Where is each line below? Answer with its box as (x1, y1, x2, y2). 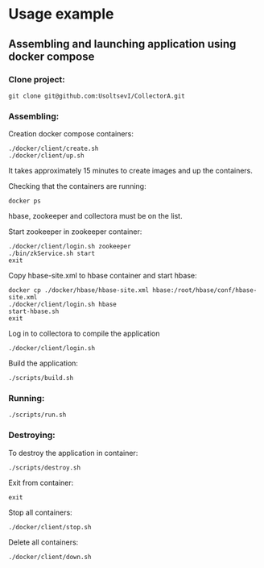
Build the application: (8, 358, 79, 368)
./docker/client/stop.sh (8, 523, 92, 531)
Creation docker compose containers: (8, 129, 134, 139)
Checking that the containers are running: (8, 182, 146, 191)
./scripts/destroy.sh (8, 463, 81, 472)
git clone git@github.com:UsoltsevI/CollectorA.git (8, 92, 185, 100)
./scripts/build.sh (8, 374, 74, 382)
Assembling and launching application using (8, 37, 237, 51)
